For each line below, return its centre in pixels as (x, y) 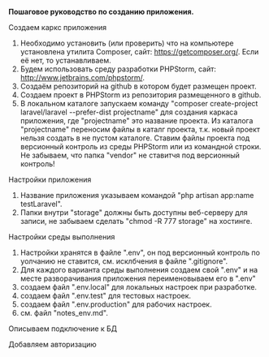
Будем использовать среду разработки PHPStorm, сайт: (118, 69)
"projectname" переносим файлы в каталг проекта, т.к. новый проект (140, 129)
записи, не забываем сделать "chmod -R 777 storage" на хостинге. (136, 221)
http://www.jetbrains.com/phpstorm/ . (82, 77)
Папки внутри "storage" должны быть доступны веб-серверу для (134, 213)
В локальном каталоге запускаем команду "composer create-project (139, 103)
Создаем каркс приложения (58, 27)
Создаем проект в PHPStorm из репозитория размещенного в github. (141, 95)
